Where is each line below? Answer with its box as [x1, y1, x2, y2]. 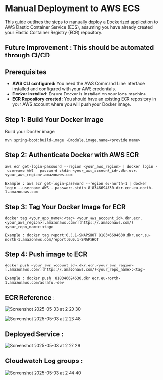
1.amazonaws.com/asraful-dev [5, 280, 64, 285]
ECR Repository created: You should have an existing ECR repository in [12, 96, 157, 102]
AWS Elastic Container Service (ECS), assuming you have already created [5, 24, 153, 30]
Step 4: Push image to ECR [5, 250, 88, 258]
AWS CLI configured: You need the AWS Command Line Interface [12, 81, 145, 87]
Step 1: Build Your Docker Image [5, 115, 104, 124]
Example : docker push [5, 276, 51, 281]
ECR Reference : [5, 293, 55, 302]
